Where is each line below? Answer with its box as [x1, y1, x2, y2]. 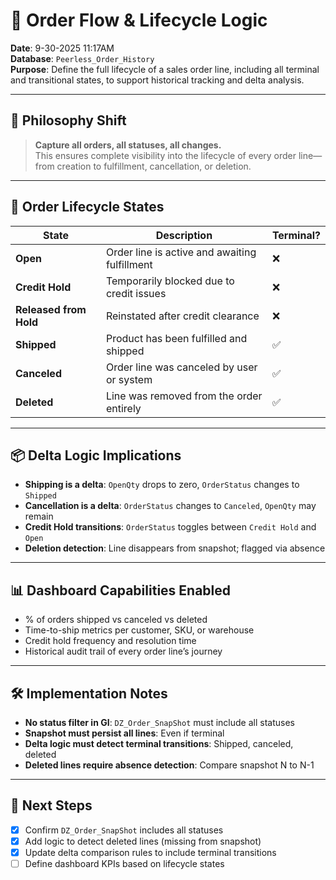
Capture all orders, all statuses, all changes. [34, 139, 222, 151]
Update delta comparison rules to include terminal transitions [24, 846, 277, 858]
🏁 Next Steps [10, 797, 93, 814]
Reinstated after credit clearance [105, 309, 260, 323]
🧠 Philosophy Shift [10, 112, 127, 129]
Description [155, 228, 213, 242]
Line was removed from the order [105, 389, 263, 403]
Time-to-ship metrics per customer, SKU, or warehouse [24, 624, 255, 636]
